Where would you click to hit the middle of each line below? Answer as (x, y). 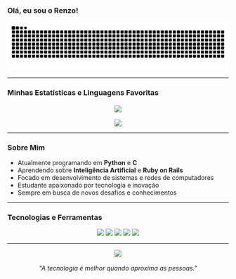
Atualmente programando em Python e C (77, 162)
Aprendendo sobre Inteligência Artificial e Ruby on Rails (100, 170)
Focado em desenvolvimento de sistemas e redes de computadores (116, 177)
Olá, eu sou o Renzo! (43, 11)
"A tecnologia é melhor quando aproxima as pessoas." (118, 268)
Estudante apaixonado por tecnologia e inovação (88, 185)
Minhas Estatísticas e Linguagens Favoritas (83, 92)
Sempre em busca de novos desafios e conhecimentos (97, 193)
